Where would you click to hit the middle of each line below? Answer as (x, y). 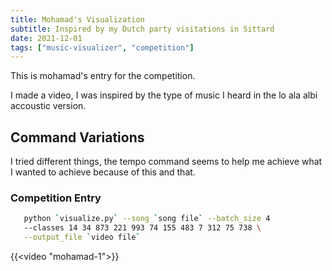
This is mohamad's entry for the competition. (103, 76)
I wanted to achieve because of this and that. (103, 172)
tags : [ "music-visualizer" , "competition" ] (102, 47)
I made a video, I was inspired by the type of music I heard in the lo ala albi (164, 95)
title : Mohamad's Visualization (77, 19)
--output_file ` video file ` (82, 237)
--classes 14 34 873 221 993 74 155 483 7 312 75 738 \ (142, 228)
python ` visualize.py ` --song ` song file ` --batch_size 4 (147, 219)
